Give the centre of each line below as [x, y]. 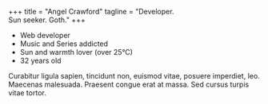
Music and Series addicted [64, 44]
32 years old [40, 60]
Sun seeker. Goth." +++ [47, 20]
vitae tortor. [27, 93]
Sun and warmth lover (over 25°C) [76, 52]
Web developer [45, 35]
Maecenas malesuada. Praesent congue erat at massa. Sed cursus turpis [129, 84]
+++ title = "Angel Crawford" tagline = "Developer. [91, 12]
